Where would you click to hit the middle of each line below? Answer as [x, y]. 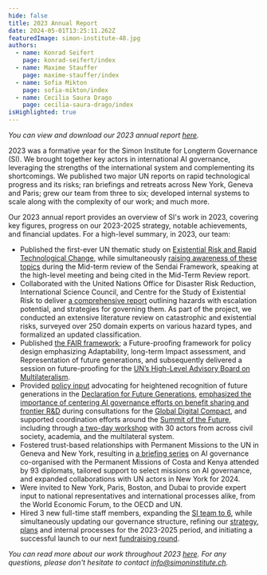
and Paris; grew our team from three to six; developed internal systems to [129, 193]
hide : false [28, 16]
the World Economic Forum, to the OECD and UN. [101, 504]
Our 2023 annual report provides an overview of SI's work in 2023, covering [133, 217]
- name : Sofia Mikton [51, 82]
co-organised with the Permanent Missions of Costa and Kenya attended [139, 462]
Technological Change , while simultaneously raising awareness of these [138, 258]
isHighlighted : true [43, 113]
